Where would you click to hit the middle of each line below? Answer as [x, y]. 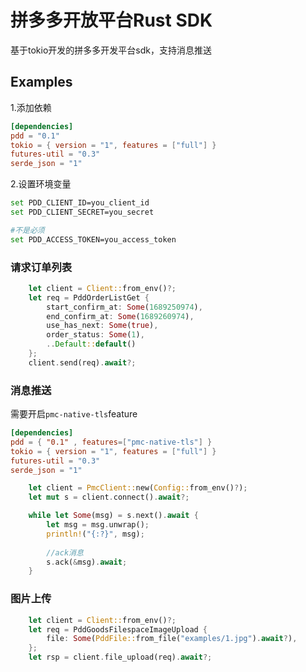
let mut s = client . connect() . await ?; [109, 497]
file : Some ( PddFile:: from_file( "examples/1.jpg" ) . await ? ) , [172, 639]
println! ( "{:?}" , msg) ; [95, 534]
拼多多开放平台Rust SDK [111, 20]
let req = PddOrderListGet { [89, 297]
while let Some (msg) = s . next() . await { [113, 516]
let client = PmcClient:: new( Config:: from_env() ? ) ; [138, 488]
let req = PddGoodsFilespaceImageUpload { [118, 629]
